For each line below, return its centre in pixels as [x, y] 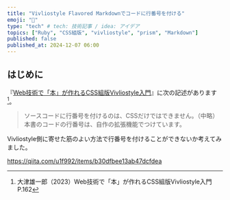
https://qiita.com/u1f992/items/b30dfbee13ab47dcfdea [85, 161]
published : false [32, 39]
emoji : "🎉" [23, 20]
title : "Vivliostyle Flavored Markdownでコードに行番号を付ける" [96, 13]
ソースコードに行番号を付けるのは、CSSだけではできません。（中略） [121, 116]
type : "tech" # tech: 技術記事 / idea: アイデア [74, 26]
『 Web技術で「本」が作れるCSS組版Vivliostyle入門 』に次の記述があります [112, 92]
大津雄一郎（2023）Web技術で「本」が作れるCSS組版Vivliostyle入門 [114, 182]
